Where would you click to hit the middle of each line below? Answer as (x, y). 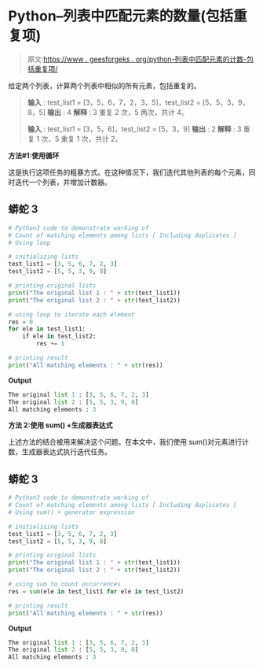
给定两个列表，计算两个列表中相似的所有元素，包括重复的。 (104, 85)
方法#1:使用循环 (34, 155)
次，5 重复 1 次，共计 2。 (82, 139)
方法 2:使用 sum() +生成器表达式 (60, 425)
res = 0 (21, 322)
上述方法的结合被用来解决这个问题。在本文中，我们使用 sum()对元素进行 (125, 442)
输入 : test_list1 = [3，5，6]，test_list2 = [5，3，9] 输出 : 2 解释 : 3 (134, 129)
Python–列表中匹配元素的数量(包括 (121, 16)
